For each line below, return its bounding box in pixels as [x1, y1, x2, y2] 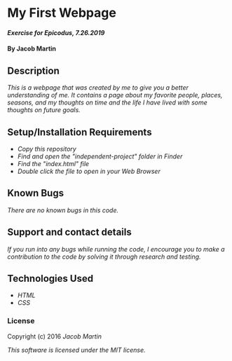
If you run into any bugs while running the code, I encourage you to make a [7, 245, 226, 253]
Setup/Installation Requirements [7, 126, 152, 138]
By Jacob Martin [7, 44, 57, 53]
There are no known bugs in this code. [7, 205, 119, 214]
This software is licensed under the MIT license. [7, 346, 146, 354]
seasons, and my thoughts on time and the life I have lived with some [7, 98, 208, 107]
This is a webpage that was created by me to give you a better [7, 83, 189, 92]
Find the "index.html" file [17, 160, 90, 168]
